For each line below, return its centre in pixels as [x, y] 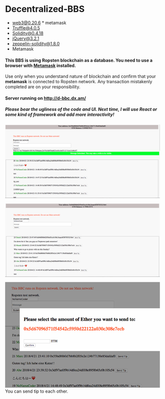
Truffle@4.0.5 [26, 28]
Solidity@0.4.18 [28, 33]
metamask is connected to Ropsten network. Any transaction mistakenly [79, 82]
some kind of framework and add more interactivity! [60, 115]
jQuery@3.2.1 [26, 38]
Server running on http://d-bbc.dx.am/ [46, 98]
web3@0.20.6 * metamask [39, 23]
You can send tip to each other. [37, 391]
